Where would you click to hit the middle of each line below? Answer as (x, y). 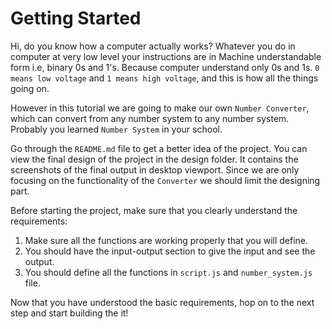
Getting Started (76, 18)
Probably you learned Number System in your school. (116, 129)
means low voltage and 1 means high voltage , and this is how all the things (164, 78)
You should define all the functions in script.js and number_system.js (168, 272)
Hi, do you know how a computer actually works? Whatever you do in (153, 46)
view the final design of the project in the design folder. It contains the (154, 159)
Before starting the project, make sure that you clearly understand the (154, 210)
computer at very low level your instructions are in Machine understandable (166, 56)
